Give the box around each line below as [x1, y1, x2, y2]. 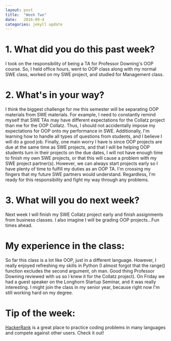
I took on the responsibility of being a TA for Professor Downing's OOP [5, 61, 154, 67]
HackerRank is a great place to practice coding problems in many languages [5, 324, 166, 330]
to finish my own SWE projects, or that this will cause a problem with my [5, 155, 157, 161]
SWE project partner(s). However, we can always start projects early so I [5, 160, 158, 166]
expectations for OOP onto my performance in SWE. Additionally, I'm [5, 128, 150, 134]
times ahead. [5, 223, 33, 229]
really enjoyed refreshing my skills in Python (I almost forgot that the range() [5, 262, 165, 269]
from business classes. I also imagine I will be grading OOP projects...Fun [5, 217, 160, 223]
